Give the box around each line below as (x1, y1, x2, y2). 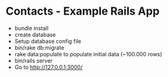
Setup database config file (14, 37, 82, 45)
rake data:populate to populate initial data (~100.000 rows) (14, 50, 163, 57)
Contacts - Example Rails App (5, 4, 160, 18)
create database (14, 31, 56, 38)
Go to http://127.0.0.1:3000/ (14, 63, 83, 71)
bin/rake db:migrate (14, 44, 65, 51)
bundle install (14, 24, 49, 32)
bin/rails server (14, 57, 53, 64)
